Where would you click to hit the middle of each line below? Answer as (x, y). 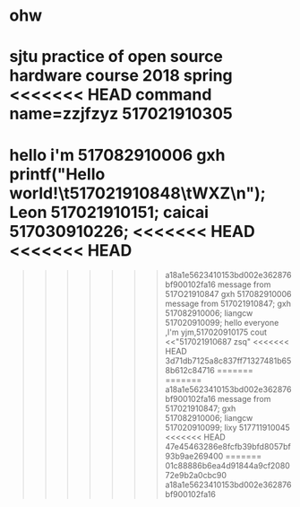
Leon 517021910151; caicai (109, 212)
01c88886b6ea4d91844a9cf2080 (228, 466)
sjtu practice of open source (116, 57)
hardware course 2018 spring (121, 76)
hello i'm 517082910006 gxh (117, 155)
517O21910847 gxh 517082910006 (228, 294)
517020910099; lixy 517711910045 (228, 428)
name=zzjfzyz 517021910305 (121, 114)
